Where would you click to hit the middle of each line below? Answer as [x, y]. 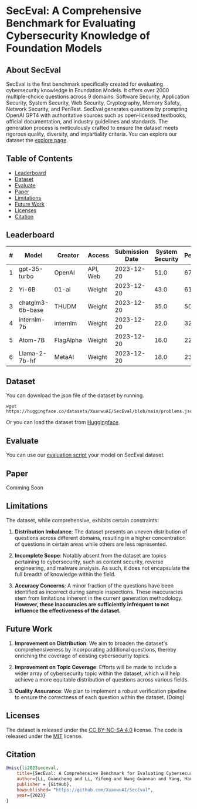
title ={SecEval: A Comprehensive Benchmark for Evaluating [90, 774]
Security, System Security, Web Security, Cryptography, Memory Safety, [94, 103]
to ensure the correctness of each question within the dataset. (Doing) [99, 697]
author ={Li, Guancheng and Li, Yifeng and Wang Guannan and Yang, [99, 779]
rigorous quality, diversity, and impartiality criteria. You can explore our [92, 134]
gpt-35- [31, 268]
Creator [68, 255]
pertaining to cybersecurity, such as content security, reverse [89, 562]
